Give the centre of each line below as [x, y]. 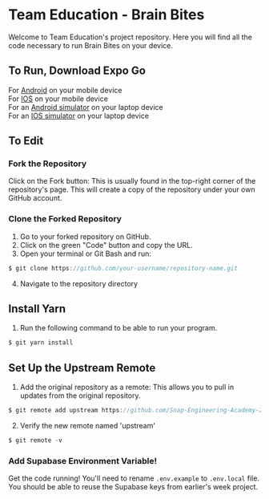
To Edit [26, 141]
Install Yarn [37, 309]
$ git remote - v [35, 440]
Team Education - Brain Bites [106, 15]
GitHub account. [35, 198]
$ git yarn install [41, 343]
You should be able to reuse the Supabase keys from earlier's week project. [133, 487]
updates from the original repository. [80, 396]
